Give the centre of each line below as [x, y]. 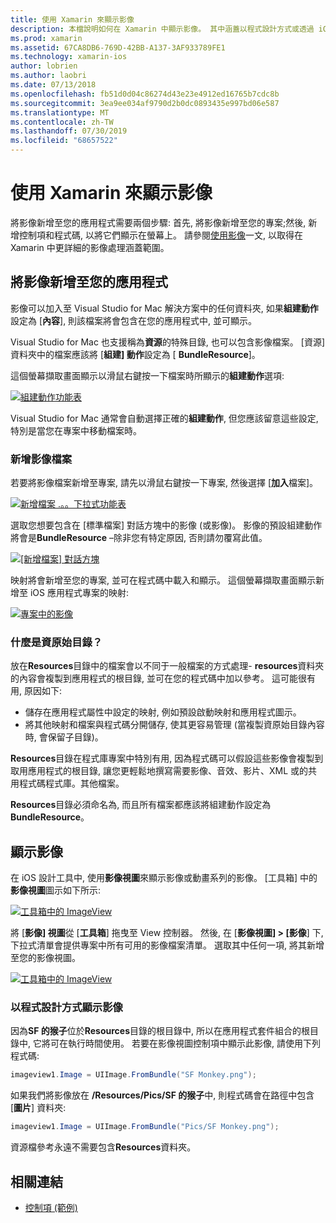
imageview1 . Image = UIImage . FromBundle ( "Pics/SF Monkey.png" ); [145, 1127]
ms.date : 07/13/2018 [53, 85]
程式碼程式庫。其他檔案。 [71, 783]
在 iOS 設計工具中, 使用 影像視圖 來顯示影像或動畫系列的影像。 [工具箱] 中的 [164, 878]
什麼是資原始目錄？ [56, 642]
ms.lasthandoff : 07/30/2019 [69, 131]
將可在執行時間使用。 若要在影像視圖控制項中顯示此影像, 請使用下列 [181, 1043]
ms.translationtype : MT [60, 112]
